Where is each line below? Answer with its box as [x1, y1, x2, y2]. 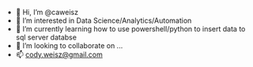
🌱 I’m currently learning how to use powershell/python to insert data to [15, 24, 246, 33]
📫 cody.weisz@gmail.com [15, 50, 103, 59]
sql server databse [15, 32, 77, 42]
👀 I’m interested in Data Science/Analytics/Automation [15, 16, 192, 25]
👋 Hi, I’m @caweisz [15, 8, 79, 17]
